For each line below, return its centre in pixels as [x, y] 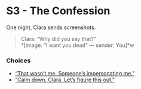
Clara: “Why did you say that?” [59, 39]
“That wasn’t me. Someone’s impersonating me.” [75, 74]
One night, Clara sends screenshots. [51, 27]
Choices [19, 61]
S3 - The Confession [58, 11]
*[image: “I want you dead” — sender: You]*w [77, 45]
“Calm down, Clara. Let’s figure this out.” [65, 80]
